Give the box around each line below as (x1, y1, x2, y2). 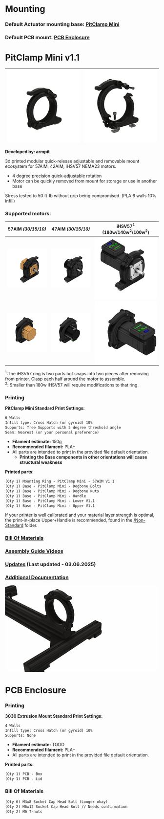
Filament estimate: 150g (12, 438, 62, 444)
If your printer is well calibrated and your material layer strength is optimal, (5, 512, 155, 518)
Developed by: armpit (5, 148, 50, 155)
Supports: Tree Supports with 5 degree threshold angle (5, 425, 121, 430)
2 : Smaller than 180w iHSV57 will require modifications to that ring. (5, 381, 139, 387)
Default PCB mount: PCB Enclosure (5, 34, 90, 41)
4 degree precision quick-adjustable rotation (12, 173, 102, 179)
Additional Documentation (5, 574, 69, 581)
